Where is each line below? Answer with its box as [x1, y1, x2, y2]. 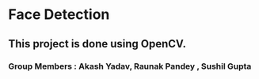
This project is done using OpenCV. [8, 37, 187, 51]
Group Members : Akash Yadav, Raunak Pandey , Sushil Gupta [8, 61, 252, 72]
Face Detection [8, 6, 110, 24]
